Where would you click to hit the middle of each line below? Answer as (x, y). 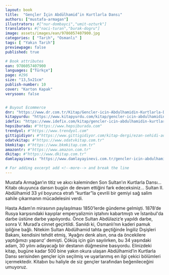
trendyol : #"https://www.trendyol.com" (47, 131)
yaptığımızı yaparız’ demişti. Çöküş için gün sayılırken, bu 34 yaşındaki (78, 240)
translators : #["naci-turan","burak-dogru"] (53, 29)
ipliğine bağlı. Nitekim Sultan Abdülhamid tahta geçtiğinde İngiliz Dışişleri (80, 229)
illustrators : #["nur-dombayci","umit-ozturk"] (56, 24)
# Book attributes (24, 61)
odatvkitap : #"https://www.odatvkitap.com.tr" (55, 140)
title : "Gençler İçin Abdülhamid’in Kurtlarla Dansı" (64, 15)
